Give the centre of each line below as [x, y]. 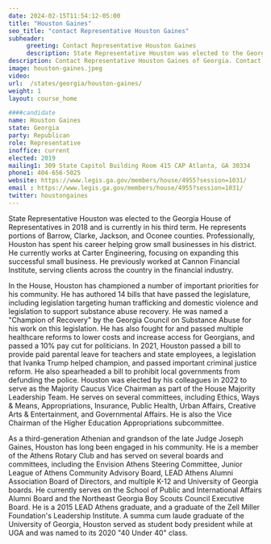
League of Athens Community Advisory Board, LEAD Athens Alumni [121, 472]
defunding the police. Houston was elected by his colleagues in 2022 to [128, 379]
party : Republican [39, 136]
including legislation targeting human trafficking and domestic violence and [133, 303]
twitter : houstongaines [48, 195]
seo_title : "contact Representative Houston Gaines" [99, 31]
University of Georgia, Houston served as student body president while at [131, 524]
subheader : [27, 38]
